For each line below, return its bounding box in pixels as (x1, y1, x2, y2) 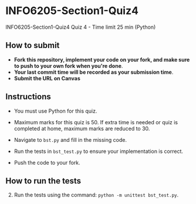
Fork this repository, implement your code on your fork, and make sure (13, 56, 190, 63)
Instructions (5, 92, 51, 102)
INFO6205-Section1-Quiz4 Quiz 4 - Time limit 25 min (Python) (5, 23, 156, 30)
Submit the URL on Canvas (13, 74, 80, 81)
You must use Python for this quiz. (13, 107, 97, 114)
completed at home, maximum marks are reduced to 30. (13, 125, 150, 132)
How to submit (5, 40, 60, 50)
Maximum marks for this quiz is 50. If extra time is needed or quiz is (13, 118, 178, 125)
